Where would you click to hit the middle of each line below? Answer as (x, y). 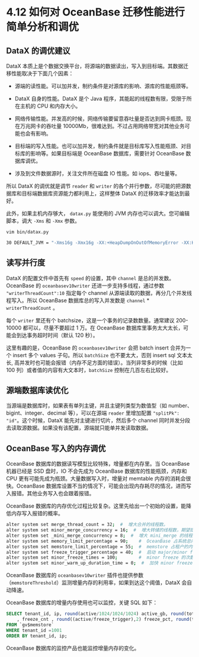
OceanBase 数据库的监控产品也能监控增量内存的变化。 (73, 648)
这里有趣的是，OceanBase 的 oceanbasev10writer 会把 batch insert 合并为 (96, 348)
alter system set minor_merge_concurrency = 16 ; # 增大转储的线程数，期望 (98, 530)
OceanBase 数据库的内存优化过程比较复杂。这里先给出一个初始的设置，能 (96, 506)
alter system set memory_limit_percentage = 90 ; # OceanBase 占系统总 (99, 541)
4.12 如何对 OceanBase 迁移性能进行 (96, 12)
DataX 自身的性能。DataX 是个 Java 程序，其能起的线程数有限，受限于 (100, 99)
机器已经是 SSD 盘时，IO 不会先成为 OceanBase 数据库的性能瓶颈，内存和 (97, 471)
